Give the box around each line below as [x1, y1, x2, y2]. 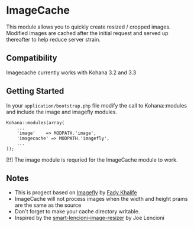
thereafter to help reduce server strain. [6, 36, 101, 43]
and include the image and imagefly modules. [6, 108, 117, 115]
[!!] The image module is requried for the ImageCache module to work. [6, 156, 179, 163]
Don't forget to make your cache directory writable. [14, 208, 140, 215]
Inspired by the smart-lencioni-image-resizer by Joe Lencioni [14, 215, 164, 222]
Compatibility [6, 53, 57, 63]
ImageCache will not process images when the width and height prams [14, 196, 188, 203]
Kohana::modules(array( [6, 119, 65, 125]
